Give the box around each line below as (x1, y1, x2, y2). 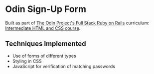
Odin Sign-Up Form (5, 3, 86, 15)
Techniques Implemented (5, 40, 86, 48)
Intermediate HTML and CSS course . (5, 25, 81, 31)
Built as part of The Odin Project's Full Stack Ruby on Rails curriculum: (5, 20, 150, 26)
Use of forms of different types (12, 53, 76, 59)
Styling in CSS (12, 58, 42, 64)
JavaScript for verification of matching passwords (12, 63, 116, 69)
